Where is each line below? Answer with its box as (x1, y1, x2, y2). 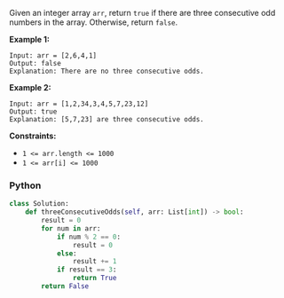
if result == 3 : (56, 265, 117, 274)
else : (56, 248, 77, 258)
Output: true (9, 107, 58, 116)
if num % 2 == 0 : (56, 232, 122, 241)
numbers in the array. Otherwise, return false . (9, 17, 178, 27)
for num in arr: (41, 223, 101, 233)
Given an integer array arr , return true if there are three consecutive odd (9, 8, 276, 18)
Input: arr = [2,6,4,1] (9, 51, 98, 60)
